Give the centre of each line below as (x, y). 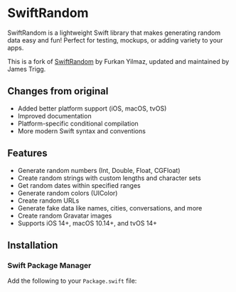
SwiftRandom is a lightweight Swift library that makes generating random (114, 33)
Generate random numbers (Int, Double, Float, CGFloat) (99, 170)
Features (27, 153)
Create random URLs (48, 201)
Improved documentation (54, 116)
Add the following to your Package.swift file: (72, 281)
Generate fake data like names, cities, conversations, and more (110, 208)
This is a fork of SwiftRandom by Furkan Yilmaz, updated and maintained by (118, 61)
